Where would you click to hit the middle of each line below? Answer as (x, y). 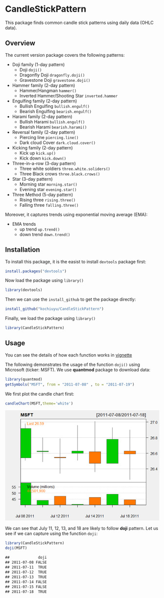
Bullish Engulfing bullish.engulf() (54, 106)
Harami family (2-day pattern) (42, 117)
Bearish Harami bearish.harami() (53, 127)
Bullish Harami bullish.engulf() (52, 121)
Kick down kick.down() (43, 158)
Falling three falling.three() (49, 205)
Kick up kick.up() (38, 153)
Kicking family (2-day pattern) (43, 147)
